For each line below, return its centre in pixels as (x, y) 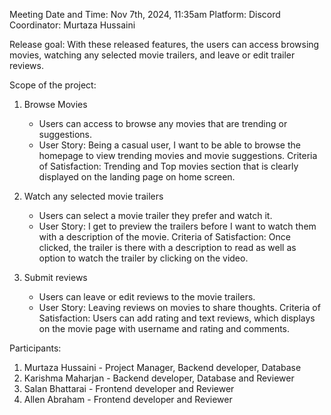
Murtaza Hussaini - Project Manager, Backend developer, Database (162, 367)
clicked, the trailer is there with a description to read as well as (167, 247)
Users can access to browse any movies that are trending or (163, 123)
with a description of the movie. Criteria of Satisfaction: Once (164, 237)
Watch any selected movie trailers (93, 196)
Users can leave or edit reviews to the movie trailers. (147, 297)
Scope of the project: (53, 85)
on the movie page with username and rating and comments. (164, 328)
